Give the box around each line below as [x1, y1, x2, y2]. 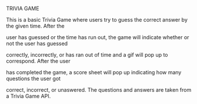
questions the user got [6, 75, 61, 82]
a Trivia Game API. [6, 93, 51, 99]
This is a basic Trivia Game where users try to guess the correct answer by [6, 16, 188, 23]
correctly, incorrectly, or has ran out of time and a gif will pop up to [6, 51, 169, 58]
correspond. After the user [6, 58, 71, 64]
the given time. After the [6, 23, 65, 29]
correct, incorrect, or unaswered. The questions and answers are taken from [6, 86, 192, 93]
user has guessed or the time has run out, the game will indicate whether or [6, 34, 189, 40]
